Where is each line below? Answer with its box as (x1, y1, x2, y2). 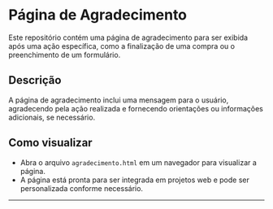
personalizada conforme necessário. (19, 183, 144, 193)
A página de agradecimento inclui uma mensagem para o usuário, (8, 95, 229, 105)
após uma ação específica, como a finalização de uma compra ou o (8, 41, 236, 50)
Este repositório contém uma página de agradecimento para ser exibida (8, 33, 249, 42)
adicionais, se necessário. (8, 112, 96, 122)
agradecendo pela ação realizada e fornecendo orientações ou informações (8, 103, 264, 113)
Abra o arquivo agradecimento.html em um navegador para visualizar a (19, 157, 258, 168)
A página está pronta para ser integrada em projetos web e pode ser (19, 175, 250, 185)
